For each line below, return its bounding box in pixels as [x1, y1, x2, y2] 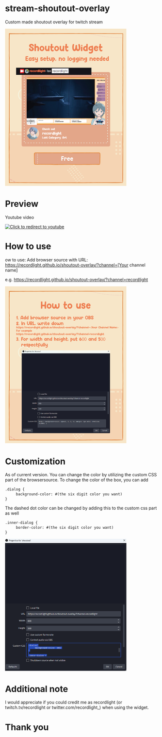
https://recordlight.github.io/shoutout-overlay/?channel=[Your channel [5, 262, 146, 268]
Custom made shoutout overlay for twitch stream [5, 19, 103, 25]
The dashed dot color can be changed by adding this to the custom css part [5, 505, 157, 511]
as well [5, 510, 19, 516]
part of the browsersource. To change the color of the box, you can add [5, 477, 149, 483]
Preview [5, 198, 39, 209]
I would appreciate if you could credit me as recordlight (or [5, 700, 122, 705]
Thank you [5, 721, 49, 733]
